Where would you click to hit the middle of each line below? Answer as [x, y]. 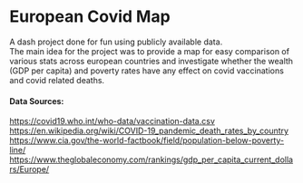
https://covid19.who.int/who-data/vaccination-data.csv [112, 121]
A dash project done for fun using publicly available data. [116, 42]
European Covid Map [90, 17]
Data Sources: [37, 101]
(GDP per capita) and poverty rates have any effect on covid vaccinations [147, 71]
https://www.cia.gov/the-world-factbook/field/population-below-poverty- [147, 140]
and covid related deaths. [57, 80]
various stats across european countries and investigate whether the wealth [151, 61]
